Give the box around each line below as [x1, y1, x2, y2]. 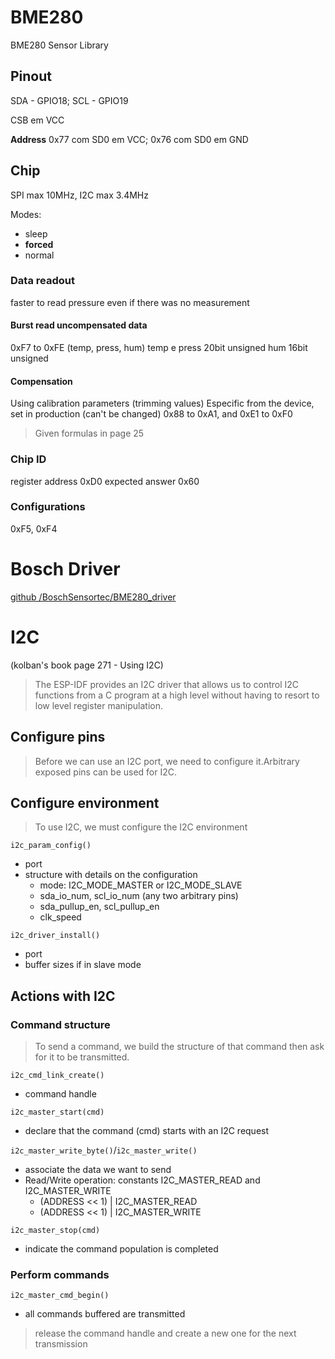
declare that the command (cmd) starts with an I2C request [24, 1125, 270, 1137]
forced [24, 238, 54, 250]
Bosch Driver [10, 558, 121, 581]
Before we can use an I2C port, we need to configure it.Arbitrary [34, 755, 300, 767]
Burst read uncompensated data [10, 319, 148, 331]
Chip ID [10, 452, 47, 466]
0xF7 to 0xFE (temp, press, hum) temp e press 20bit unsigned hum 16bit [10, 342, 308, 354]
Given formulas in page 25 [34, 427, 145, 440]
